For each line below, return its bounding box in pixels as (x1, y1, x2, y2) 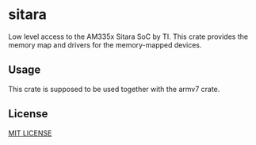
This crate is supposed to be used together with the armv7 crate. (8, 84, 220, 93)
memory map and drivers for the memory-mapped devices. (8, 40, 202, 49)
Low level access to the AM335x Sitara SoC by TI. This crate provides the (8, 32, 248, 41)
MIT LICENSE (8, 128, 52, 138)
